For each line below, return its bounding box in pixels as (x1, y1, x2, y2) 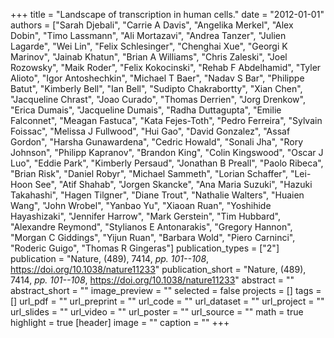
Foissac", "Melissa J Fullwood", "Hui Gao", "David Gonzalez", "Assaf (10, 125, 291, 137)
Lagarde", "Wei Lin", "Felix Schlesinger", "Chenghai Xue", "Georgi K (10, 40, 288, 52)
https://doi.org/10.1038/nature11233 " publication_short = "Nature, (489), (10, 264, 307, 275)
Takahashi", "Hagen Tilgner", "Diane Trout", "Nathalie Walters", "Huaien (10, 189, 305, 201)
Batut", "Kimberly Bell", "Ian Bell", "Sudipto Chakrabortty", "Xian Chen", (10, 83, 303, 94)
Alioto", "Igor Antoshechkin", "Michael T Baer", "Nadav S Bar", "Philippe (10, 72, 305, 84)
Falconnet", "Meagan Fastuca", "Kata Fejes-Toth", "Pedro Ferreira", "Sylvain (10, 115, 323, 126)
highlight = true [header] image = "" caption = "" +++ (10, 317, 230, 328)
